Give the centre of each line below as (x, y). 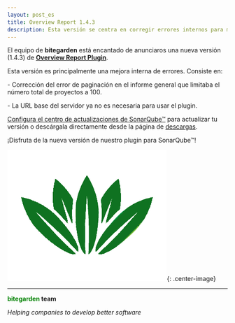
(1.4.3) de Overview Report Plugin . (58, 58)
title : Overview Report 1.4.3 (51, 22)
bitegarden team (32, 299)
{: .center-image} (192, 279)
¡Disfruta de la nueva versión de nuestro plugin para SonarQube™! (102, 141)
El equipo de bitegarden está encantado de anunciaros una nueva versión (114, 50)
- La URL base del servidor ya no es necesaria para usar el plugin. (102, 106)
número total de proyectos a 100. (55, 92)
